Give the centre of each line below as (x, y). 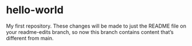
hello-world (35, 10)
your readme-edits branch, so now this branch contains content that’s (90, 32)
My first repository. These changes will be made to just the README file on (96, 26)
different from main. (30, 38)
